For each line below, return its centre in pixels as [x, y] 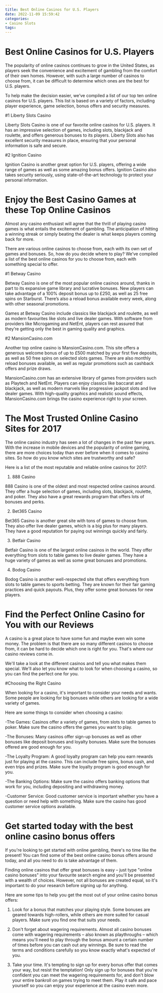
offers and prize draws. [28, 368]
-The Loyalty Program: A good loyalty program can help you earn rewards [79, 756]
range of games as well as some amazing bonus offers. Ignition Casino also [81, 170]
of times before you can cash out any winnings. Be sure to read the [79, 945]
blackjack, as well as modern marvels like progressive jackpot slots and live [81, 388]
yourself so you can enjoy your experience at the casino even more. [80, 985]
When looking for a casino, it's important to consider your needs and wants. [81, 692]
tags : [10, 28]
